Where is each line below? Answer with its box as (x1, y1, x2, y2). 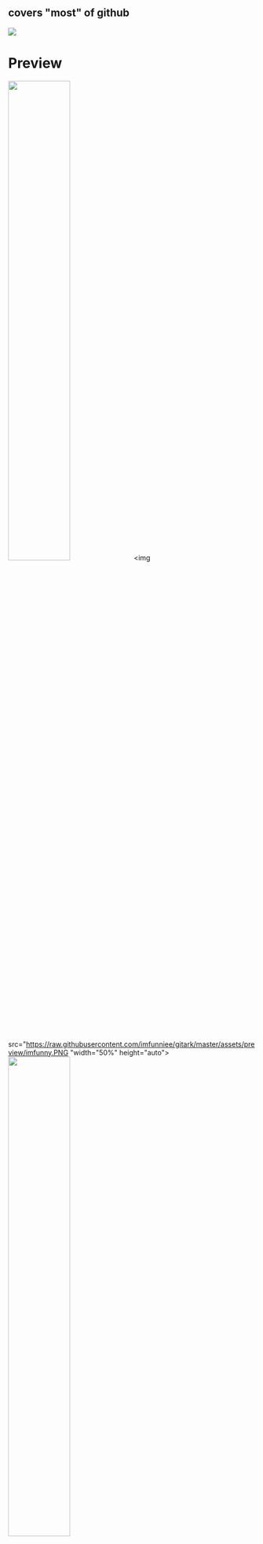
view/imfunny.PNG (8, 1047, 69, 1057)
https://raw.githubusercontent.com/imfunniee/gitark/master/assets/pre (26, 1039, 255, 1049)
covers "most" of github (8, 6, 130, 20)
